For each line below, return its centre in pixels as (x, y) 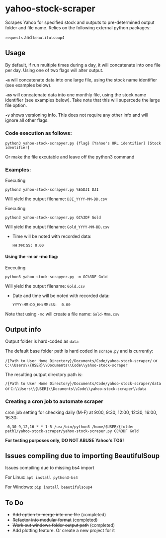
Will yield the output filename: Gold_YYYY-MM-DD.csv (57, 227)
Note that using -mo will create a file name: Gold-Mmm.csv (62, 314)
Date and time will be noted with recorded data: (61, 296)
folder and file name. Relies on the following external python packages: (78, 27)
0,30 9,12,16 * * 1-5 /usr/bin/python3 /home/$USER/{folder (71, 427)
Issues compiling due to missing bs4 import (50, 468)
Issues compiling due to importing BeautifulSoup (83, 456)
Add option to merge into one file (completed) (59, 515)
